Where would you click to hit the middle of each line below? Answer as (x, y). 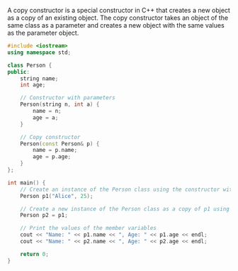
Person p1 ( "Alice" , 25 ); (57, 196)
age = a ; (46, 117)
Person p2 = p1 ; (44, 216)
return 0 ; (35, 254)
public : (19, 72)
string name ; (39, 78)
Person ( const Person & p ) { (60, 144)
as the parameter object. (43, 33)
